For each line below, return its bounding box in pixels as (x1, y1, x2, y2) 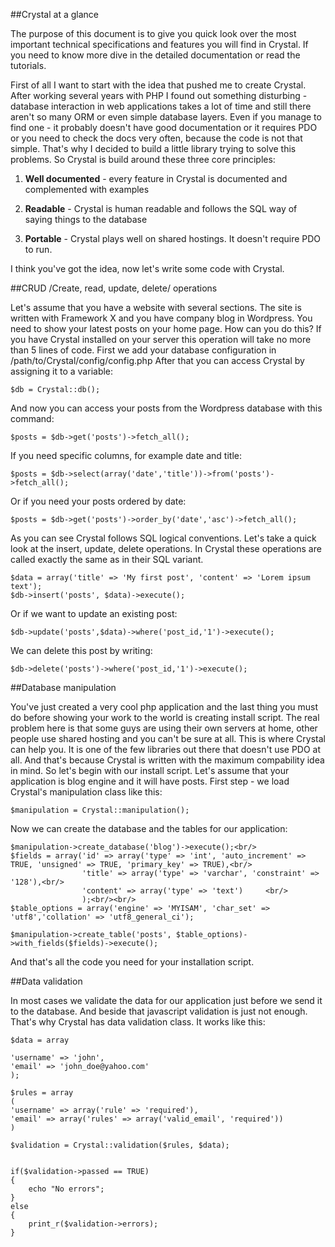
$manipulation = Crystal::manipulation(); (10, 805, 190, 815)
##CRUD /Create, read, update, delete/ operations (10, 282, 218, 294)
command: (10, 413, 55, 424)
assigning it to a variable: (10, 365, 114, 377)
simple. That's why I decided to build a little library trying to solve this (10, 143, 297, 154)
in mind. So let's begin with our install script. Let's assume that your (10, 765, 290, 776)
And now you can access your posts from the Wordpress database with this (10, 402, 323, 414)
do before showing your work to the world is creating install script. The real (10, 712, 320, 723)
